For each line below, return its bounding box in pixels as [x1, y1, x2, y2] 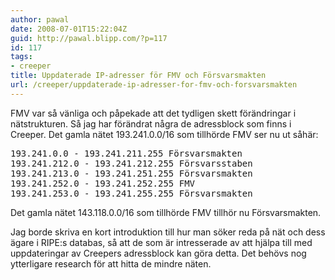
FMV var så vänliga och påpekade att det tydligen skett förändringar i [10, 107, 297, 119]
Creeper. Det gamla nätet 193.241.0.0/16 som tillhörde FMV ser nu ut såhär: [10, 128, 319, 140]
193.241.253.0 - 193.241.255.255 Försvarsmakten [10, 187, 253, 199]
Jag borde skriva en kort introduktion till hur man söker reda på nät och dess [10, 226, 326, 238]
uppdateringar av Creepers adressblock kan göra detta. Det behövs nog [10, 247, 307, 259]
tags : [10, 52, 33, 62]
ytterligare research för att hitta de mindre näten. [10, 257, 212, 270]
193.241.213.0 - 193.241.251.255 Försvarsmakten [10, 167, 253, 179]
